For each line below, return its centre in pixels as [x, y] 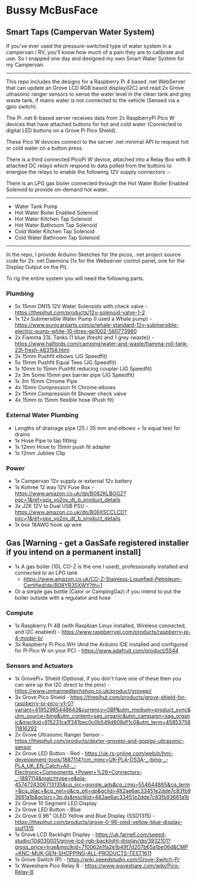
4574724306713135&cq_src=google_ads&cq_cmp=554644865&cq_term [102, 785]
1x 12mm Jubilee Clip [40, 453]
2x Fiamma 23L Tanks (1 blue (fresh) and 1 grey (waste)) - [84, 338]
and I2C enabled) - [37, 632]
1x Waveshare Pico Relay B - [49, 866]
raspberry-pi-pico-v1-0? [44, 704]
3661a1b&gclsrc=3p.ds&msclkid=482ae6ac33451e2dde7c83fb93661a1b [102, 797]
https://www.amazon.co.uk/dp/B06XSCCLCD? [71, 512]
